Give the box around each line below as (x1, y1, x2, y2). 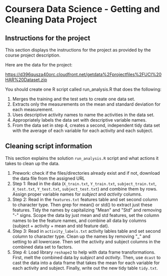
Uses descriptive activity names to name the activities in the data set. (12, 112, 155, 118)
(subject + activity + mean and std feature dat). (12, 222, 109, 229)
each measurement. (12, 107, 54, 112)
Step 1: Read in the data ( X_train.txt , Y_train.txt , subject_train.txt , (12, 180, 157, 187)
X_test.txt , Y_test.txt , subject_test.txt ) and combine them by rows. (12, 186, 158, 192)
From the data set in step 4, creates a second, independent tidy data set (12, 123, 160, 128)
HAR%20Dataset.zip (5, 77, 47, 82)
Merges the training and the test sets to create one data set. (12, 96, 135, 102)
